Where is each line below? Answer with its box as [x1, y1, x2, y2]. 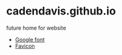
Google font [14, 36, 45, 43]
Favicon [14, 42, 35, 50]
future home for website [6, 24, 66, 31]
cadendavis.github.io [6, 4, 116, 18]
